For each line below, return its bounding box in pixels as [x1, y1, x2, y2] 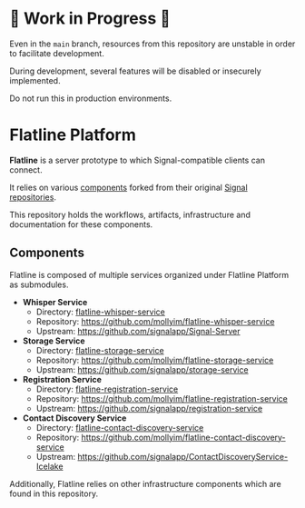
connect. [9, 164, 43, 175]
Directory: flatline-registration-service [35, 383, 179, 394]
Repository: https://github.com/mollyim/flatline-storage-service [35, 354, 274, 365]
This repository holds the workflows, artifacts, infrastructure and [9, 209, 251, 220]
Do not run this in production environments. [9, 93, 172, 104]
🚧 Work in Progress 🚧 [9, 8, 171, 29]
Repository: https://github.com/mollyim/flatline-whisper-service [35, 315, 275, 326]
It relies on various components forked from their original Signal [9, 182, 248, 193]
